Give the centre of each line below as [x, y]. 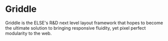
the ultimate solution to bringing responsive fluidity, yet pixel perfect [76, 28]
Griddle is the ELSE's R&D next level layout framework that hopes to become [84, 23]
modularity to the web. [28, 33]
